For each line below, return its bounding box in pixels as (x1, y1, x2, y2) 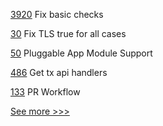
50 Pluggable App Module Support (10, 47, 153, 59)
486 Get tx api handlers (10, 67, 108, 78)
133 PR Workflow (10, 86, 81, 98)
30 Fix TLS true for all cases (10, 28, 127, 39)
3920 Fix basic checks (10, 9, 104, 20)
